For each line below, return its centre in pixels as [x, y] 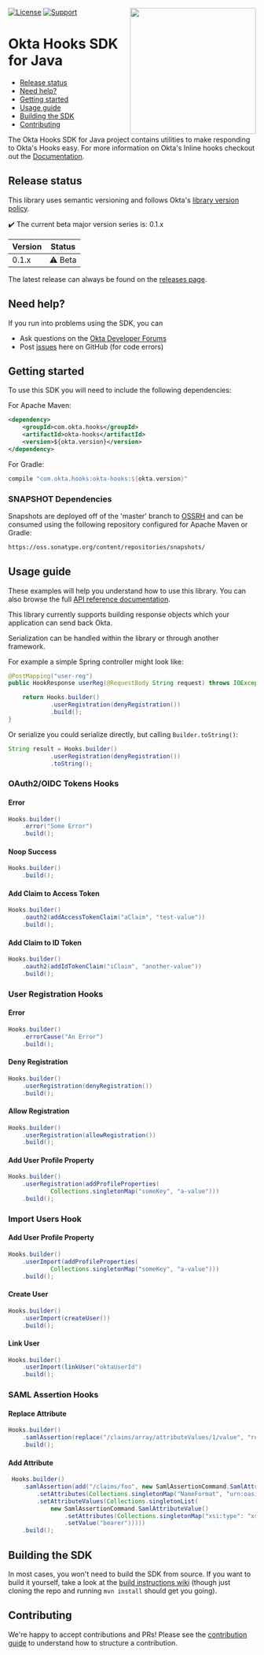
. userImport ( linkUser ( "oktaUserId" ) [82, 1367]
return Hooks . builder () [61, 698]
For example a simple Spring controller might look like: [96, 661]
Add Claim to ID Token [45, 942]
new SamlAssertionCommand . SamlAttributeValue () [130, 1509]
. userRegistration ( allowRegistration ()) [89, 1135]
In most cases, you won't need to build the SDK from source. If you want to [130, 1574]
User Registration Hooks [56, 994]
